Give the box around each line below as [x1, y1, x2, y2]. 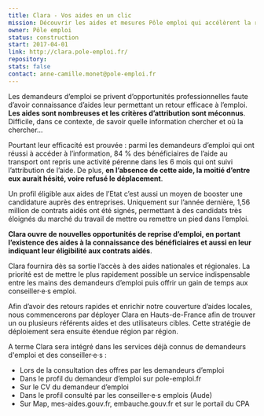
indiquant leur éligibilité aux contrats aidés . [8, 245, 152, 256]
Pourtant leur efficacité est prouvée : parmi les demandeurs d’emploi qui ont [8, 140, 255, 149]
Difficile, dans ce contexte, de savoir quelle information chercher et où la [8, 116, 244, 126]
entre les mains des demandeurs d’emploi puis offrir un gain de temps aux [8, 278, 248, 287]
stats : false [8, 63, 51, 71]
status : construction [8, 33, 79, 42]
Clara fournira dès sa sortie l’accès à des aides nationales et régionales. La [8, 261, 251, 271]
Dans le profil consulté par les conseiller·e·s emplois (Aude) [19, 390, 213, 399]
